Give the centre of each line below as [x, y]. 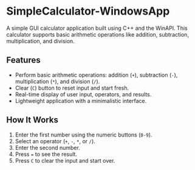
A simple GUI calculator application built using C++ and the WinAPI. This [97, 28]
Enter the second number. [47, 147]
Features [23, 60]
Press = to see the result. [46, 154]
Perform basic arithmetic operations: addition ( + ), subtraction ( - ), [96, 75]
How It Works [32, 120]
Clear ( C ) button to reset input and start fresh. [72, 88]
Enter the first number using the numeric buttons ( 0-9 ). [84, 135]
